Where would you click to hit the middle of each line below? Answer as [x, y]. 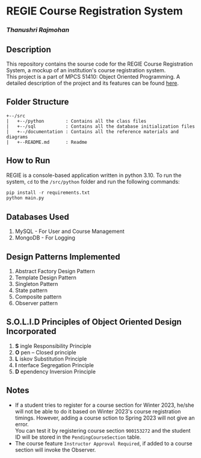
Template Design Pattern [46, 277]
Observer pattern [36, 303]
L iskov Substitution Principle [51, 359]
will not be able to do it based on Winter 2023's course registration [98, 411]
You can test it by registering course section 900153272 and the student [103, 430]
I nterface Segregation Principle [54, 365]
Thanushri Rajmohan [38, 30]
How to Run [28, 161]
